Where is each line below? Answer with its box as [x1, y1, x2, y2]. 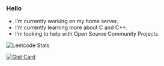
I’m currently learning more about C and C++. [14, 24, 128, 31]
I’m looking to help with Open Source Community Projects [14, 30, 158, 37]
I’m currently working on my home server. [14, 18, 118, 25]
